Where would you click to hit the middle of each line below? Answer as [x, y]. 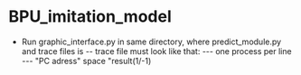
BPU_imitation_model [90, 17]
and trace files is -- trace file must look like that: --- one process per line [156, 51]
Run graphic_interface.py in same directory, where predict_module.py [151, 42]
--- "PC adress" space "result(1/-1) [86, 61]
